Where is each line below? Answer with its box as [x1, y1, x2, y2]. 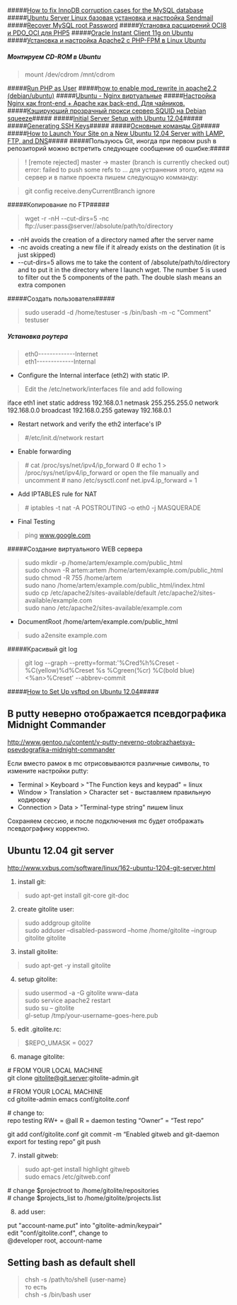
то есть [24, 1283, 47, 1292]
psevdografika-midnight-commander [7, 745, 115, 754]
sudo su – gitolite [24, 1003, 75, 1012]
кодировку [17, 795, 51, 804]
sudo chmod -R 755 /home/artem [24, 573, 122, 582]
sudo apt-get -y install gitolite [24, 960, 111, 970]
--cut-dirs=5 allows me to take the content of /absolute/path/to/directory [17, 258, 231, 267]
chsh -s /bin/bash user [24, 1290, 92, 1299]
